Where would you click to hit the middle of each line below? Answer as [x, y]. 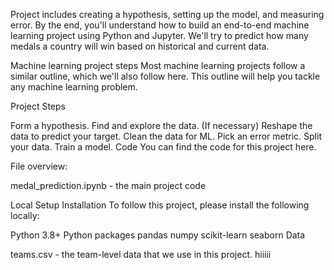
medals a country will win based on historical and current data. [140, 46]
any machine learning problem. [74, 87]
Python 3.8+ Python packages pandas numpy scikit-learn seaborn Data [158, 235]
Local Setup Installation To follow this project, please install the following [160, 205]
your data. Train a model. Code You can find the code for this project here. [163, 147]
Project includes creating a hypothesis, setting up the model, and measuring [167, 14]
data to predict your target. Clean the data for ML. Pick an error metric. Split [166, 136]
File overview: [39, 166]
